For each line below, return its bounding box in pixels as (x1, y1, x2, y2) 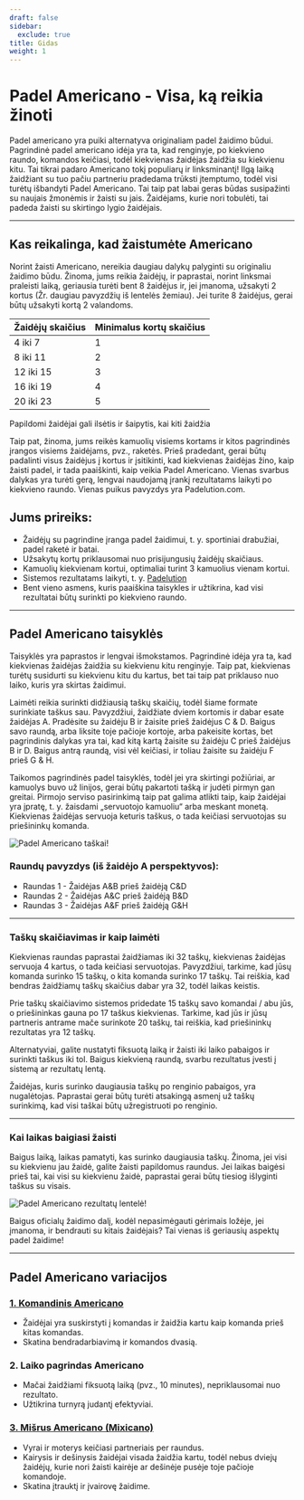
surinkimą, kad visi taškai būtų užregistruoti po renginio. (9, 1100, 218, 1111)
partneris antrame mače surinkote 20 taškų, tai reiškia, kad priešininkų (9, 1017, 271, 1028)
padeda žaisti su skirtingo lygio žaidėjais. (9, 203, 163, 214)
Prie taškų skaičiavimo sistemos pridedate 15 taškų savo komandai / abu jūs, (9, 998, 294, 1009)
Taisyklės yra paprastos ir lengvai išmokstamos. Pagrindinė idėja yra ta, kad (9, 650, 292, 661)
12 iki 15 (14, 366, 52, 378)
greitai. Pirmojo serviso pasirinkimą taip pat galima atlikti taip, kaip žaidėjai (9, 791, 287, 802)
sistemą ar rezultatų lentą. (9, 1064, 107, 1075)
